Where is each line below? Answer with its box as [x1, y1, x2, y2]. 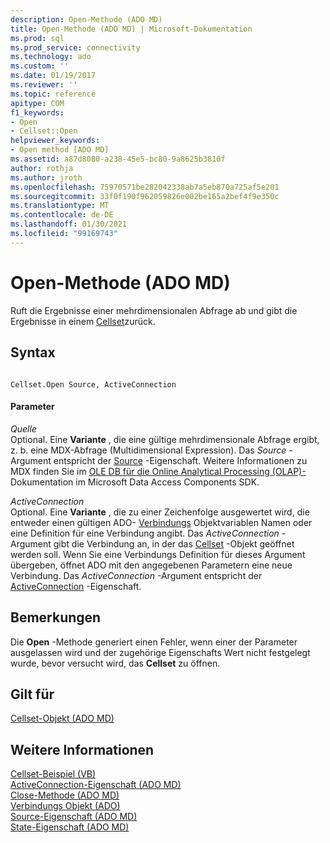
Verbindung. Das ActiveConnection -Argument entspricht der [10, 569, 263, 581]
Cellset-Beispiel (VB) [10, 768, 97, 780]
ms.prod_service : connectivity [10, 42, 141, 53]
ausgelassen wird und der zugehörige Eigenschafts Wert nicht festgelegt [10, 646, 311, 658]
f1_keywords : [10, 107, 65, 118]
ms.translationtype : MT [10, 201, 110, 211]
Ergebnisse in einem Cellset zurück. [10, 315, 156, 327]
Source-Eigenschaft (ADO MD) [10, 811, 138, 823]
